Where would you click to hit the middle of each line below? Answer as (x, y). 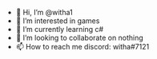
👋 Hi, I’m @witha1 (44, 12)
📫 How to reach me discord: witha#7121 (83, 47)
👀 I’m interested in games (58, 21)
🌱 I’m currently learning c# (60, 29)
